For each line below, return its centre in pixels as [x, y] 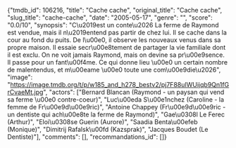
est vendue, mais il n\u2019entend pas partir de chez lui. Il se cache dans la [117, 32]
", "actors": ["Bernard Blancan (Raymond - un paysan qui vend [134, 92]
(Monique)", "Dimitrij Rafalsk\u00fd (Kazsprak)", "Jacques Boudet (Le [108, 129]
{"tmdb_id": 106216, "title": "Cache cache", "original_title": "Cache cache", [115, 10]
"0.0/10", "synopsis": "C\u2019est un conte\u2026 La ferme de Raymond [113, 25]
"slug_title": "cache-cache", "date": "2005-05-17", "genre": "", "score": [110, 18]
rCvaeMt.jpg [25, 92]
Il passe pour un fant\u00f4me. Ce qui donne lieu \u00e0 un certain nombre [117, 62]
